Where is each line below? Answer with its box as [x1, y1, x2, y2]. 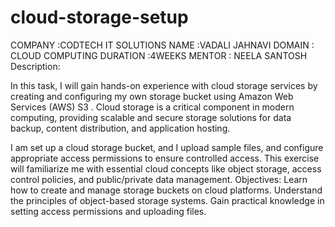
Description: [10, 60, 61, 72]
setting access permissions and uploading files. [10, 205, 207, 217]
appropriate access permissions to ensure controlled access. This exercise [10, 152, 320, 164]
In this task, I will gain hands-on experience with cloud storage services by [10, 79, 318, 91]
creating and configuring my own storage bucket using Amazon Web [10, 90, 294, 102]
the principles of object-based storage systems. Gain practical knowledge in [10, 194, 325, 206]
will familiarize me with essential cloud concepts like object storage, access [10, 162, 322, 175]
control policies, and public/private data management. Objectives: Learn [10, 173, 308, 185]
